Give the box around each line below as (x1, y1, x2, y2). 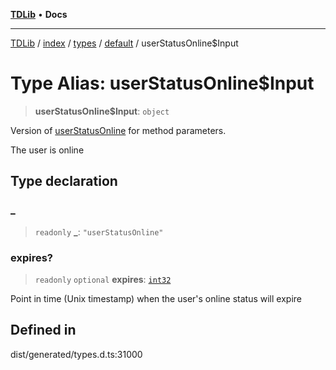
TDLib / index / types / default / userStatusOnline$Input (10, 37, 239, 49)
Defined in (10, 322, 77, 339)
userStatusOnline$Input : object (34, 105, 170, 117)
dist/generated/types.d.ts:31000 (10, 348, 143, 360)
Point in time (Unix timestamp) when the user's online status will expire (10, 292, 302, 304)
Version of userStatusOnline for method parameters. (10, 124, 227, 136)
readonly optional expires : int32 (34, 273, 172, 285)
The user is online (10, 144, 85, 156)
